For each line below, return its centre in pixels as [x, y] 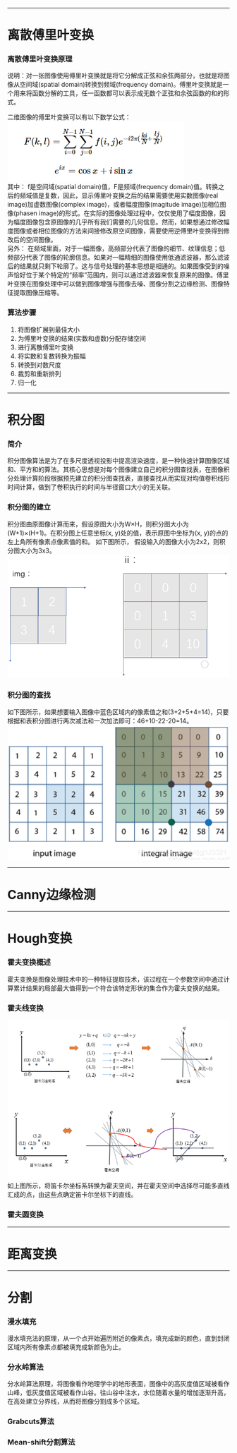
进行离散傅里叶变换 [45, 347]
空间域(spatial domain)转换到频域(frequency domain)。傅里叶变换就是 [121, 85]
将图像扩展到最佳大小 [48, 330]
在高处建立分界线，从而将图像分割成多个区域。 [75, 1401]
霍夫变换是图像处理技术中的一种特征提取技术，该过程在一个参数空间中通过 [115, 979]
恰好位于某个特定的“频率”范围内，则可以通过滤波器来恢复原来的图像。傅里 [121, 275]
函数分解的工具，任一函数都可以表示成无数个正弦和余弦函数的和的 [127, 93]
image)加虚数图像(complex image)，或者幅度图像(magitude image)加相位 [114, 205]
